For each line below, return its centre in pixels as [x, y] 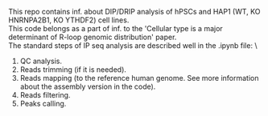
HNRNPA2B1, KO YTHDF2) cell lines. [69, 20]
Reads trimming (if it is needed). [73, 70]
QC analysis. [41, 61]
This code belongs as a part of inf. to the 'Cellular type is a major [115, 28]
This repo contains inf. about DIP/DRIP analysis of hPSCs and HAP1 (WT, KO [134, 12]
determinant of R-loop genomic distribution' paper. [93, 37]
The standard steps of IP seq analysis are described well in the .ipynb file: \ [133, 46]
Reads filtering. [45, 95]
